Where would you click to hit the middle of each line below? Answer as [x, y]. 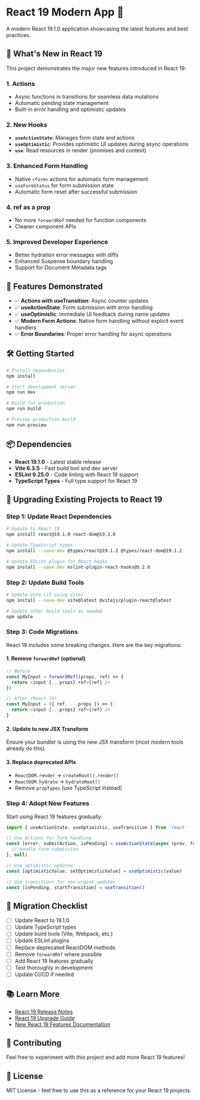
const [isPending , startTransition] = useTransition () [76, 888]
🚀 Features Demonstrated [54, 286]
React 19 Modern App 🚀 [65, 12]
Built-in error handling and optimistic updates [70, 109]
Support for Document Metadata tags [61, 267]
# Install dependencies [36, 370]
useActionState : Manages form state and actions [75, 138]
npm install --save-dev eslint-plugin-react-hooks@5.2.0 [78, 567]
